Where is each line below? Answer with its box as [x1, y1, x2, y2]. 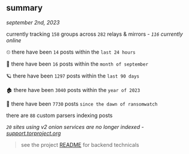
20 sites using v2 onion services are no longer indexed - [6, 123, 144, 130]
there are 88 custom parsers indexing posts [6, 112, 113, 119]
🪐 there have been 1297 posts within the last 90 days [6, 72, 139, 79]
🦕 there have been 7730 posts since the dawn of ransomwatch [6, 100, 158, 107]
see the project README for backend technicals [20, 141, 139, 148]
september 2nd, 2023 [6, 19, 60, 26]
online [6, 36, 22, 44]
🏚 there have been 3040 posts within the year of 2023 [6, 86, 141, 93]
